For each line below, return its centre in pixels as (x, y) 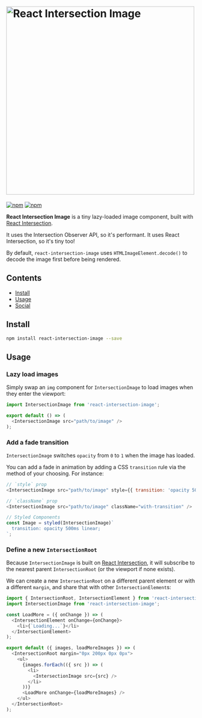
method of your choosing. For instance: (55, 473)
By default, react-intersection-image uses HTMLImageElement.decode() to (97, 252)
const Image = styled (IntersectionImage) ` (60, 523)
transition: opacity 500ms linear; (56, 529)
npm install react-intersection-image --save (64, 338)
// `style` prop (26, 484)
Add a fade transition (38, 442)
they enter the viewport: (36, 394)
